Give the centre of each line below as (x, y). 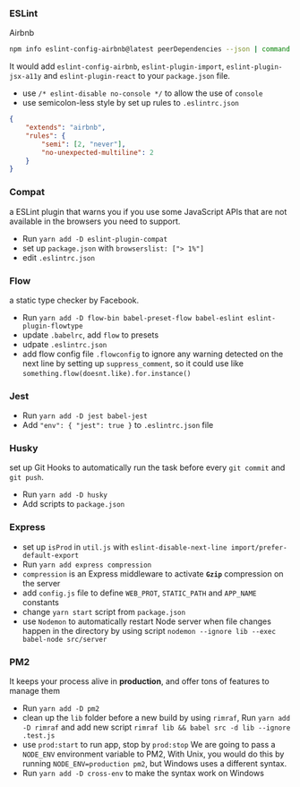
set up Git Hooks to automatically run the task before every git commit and (147, 467)
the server (41, 583)
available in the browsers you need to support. (95, 221)
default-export (51, 555)
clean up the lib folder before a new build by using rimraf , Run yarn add (156, 718)
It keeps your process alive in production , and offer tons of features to (140, 681)
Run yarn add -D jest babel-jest (85, 415)
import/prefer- (259, 547)
